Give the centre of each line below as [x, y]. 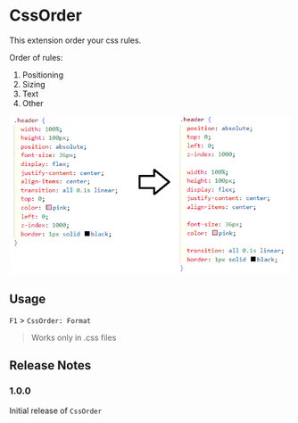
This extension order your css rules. [75, 40]
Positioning [43, 75]
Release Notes [50, 365]
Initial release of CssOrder [56, 411]
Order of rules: [36, 57]
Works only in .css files [74, 337]
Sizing [34, 84]
